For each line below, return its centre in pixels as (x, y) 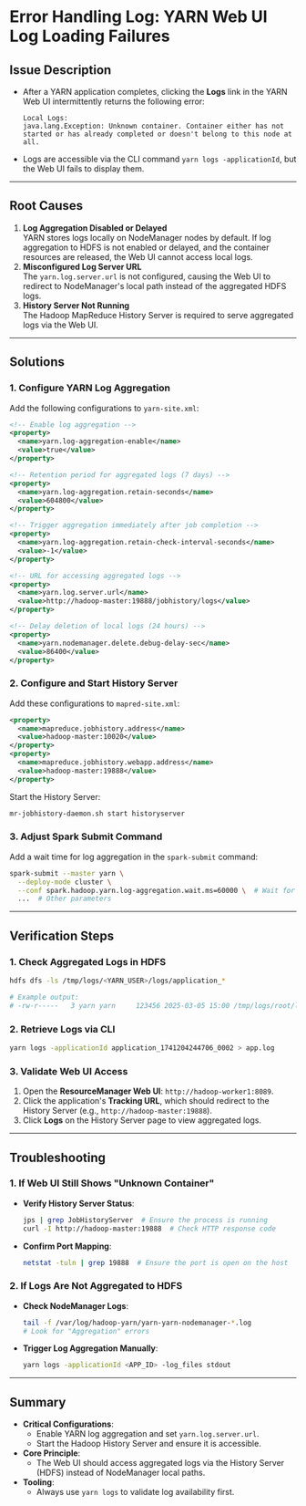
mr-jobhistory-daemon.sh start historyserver (97, 814)
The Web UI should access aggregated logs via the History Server (160, 1463)
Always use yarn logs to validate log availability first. (135, 1492)
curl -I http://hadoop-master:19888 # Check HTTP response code (149, 1229)
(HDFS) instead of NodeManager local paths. (121, 1473)
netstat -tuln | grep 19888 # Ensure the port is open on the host (155, 1262)
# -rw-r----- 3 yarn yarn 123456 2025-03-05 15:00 (120, 1005)
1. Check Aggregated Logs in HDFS (88, 961)
